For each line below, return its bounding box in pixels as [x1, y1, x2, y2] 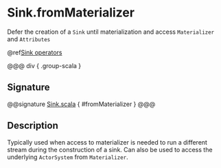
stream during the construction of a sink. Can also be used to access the [7, 145, 213, 154]
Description [7, 120, 58, 132]
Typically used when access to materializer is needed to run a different [7, 138, 208, 146]
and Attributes [7, 34, 51, 43]
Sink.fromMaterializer [7, 5, 135, 21]
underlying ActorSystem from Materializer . [7, 153, 128, 161]
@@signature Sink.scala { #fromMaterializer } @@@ [7, 100, 156, 108]
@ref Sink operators [7, 48, 62, 56]
